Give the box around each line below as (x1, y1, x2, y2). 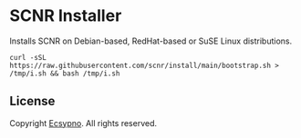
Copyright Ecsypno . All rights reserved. (9, 117, 158, 128)
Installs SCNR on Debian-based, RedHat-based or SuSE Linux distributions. (9, 35, 293, 46)
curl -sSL (9, 53, 47, 62)
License (9, 94, 56, 109)
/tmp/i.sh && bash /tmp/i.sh (9, 69, 120, 78)
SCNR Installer (9, 5, 122, 26)
